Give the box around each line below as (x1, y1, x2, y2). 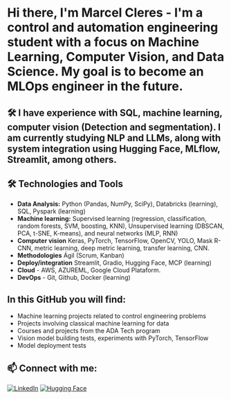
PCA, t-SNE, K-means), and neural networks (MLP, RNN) (17, 229, 178, 238)
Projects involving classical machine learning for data (17, 319, 169, 328)
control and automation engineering (7, 19, 219, 35)
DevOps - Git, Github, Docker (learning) (17, 274, 131, 282)
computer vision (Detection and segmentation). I (7, 121, 221, 133)
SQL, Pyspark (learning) (17, 207, 86, 215)
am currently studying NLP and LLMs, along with (7, 132, 221, 143)
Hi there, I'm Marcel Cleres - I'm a (7, 5, 203, 21)
